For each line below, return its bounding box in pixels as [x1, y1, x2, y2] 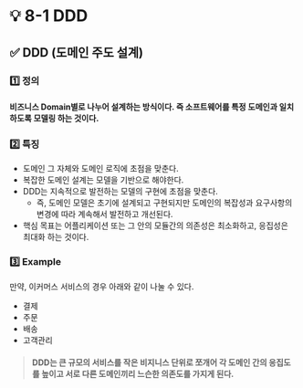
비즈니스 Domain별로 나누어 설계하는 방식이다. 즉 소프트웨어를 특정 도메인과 [9, 101, 278, 112]
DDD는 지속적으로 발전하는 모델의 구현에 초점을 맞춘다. [22, 186, 219, 197]
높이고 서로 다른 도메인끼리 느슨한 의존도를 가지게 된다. [40, 369, 235, 380]
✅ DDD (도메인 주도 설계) [9, 45, 144, 60]
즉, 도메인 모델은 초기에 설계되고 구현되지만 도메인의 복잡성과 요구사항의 [36, 197, 293, 208]
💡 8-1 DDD [9, 5, 89, 26]
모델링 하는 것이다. [33, 113, 99, 124]
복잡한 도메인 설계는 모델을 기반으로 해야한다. [22, 174, 184, 185]
